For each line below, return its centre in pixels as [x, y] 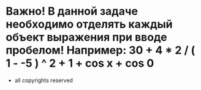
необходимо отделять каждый [89, 24]
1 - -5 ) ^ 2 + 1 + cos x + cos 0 [80, 63]
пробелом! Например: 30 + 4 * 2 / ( [100, 51]
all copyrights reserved [44, 80]
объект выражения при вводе [86, 37]
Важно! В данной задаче [72, 11]
